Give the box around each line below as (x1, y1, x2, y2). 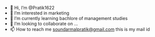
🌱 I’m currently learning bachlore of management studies (10, 15, 128, 21)
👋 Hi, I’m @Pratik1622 (10, 5, 55, 10)
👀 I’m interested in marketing (10, 10, 69, 16)
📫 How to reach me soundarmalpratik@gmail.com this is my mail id (10, 26, 150, 32)
